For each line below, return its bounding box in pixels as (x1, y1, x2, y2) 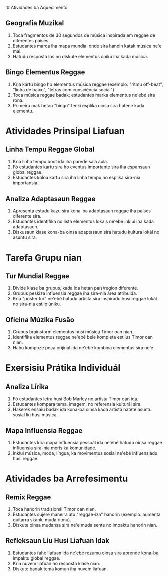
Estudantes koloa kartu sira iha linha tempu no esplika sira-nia (12, 174, 141, 180)
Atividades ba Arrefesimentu (5, 473, 128, 484)
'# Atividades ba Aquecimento (5, 5, 68, 10)
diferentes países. (12, 37, 50, 43)
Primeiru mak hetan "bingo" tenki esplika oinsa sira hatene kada (12, 102, 145, 108)
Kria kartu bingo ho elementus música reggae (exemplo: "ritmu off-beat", (12, 81, 163, 87)
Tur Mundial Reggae (5, 272, 69, 280)
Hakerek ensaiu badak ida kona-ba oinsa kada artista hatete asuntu (12, 406, 152, 413)
